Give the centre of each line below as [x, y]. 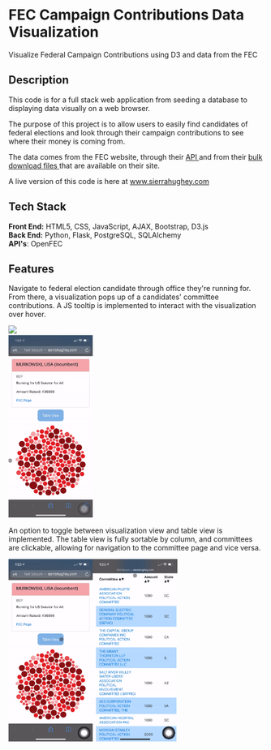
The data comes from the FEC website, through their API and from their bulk [135, 156]
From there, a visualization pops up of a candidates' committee [114, 297]
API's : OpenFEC [36, 243]
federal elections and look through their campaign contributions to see [126, 132]
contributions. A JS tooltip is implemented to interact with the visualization [133, 306]
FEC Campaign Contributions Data [127, 15]
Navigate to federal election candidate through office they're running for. [130, 289]
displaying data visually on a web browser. [79, 108]
